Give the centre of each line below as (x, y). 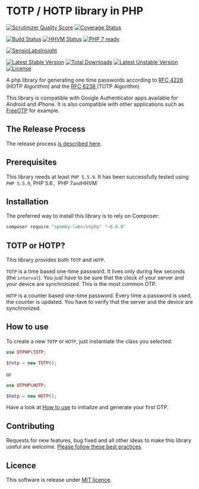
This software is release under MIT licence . (59, 480)
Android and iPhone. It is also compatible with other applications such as (95, 104)
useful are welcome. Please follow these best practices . (75, 447)
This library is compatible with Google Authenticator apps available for (92, 98)
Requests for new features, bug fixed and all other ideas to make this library (99, 440)
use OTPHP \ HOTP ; (26, 385)
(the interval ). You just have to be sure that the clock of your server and (95, 278)
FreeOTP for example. (33, 110)
